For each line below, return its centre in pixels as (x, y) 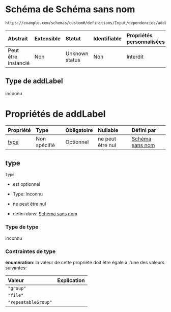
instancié (19, 63)
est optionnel (26, 184)
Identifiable (108, 38)
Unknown (77, 53)
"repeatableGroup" (30, 302)
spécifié (45, 145)
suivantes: (16, 268)
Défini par (144, 130)
